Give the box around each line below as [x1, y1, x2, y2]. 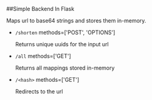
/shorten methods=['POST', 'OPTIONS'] [15, 29, 116, 36]
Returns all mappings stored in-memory [15, 64, 115, 71]
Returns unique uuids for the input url [15, 41, 109, 48]
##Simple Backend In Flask [6, 5, 75, 12]
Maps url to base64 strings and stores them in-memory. [6, 17, 147, 24]
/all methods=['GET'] [15, 52, 71, 60]
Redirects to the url [15, 88, 63, 95]
